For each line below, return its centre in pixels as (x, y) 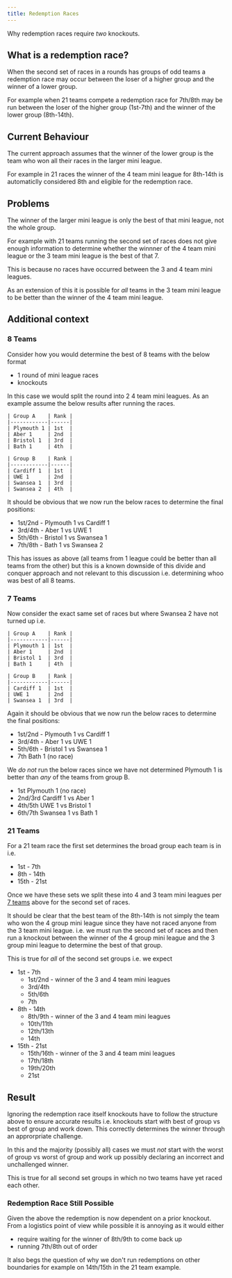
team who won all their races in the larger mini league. (85, 161)
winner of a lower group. (42, 87)
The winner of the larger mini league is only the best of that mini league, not (116, 220)
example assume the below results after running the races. (91, 403)
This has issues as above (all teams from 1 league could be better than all (112, 558)
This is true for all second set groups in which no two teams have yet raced (115, 1178)
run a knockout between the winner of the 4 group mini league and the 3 (111, 938)
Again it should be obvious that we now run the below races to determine (112, 713)
